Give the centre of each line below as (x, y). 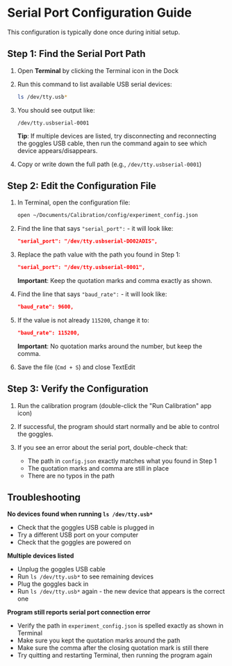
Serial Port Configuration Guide (100, 13)
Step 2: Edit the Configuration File (82, 186)
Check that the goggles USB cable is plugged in (86, 528)
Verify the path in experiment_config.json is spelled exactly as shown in (120, 626)
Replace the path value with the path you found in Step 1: (99, 254)
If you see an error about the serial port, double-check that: (102, 447)
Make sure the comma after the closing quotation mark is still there (113, 648)
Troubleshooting (44, 497)
